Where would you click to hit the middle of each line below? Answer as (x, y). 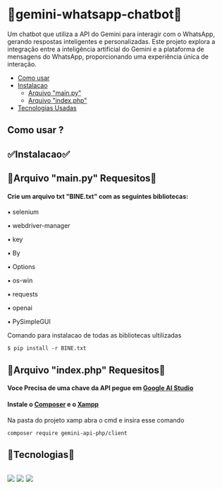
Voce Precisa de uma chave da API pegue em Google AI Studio (100, 388)
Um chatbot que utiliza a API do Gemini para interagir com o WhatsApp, (111, 34)
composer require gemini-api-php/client (68, 433)
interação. (22, 64)
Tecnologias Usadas (47, 108)
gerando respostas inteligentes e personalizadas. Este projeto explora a (111, 41)
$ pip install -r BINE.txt (47, 349)
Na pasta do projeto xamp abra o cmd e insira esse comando (96, 420)
